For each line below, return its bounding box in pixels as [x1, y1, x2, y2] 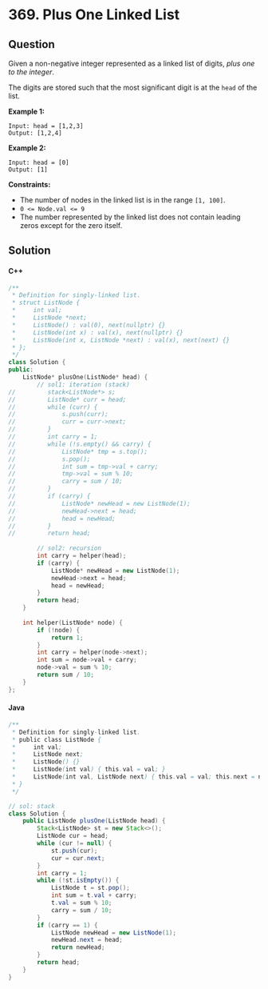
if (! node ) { [37, 626, 81, 634]
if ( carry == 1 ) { [37, 921, 98, 929]
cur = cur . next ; [50, 854, 105, 862]
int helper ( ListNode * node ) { [22, 619, 124, 627]
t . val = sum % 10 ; [50, 899, 112, 907]
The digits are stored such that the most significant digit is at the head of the [8, 82, 258, 92]
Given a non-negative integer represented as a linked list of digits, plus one [8, 58, 255, 68]
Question [8, 38, 55, 51]
